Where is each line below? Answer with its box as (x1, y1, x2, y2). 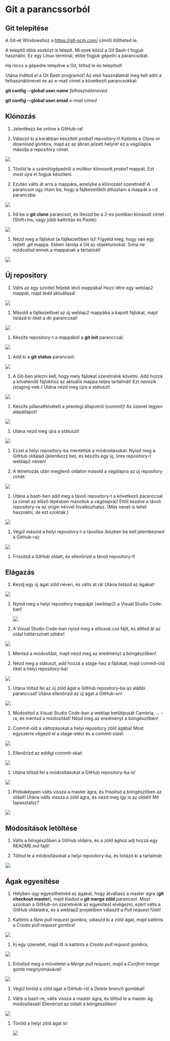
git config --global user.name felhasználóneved (5, 88, 108, 94)
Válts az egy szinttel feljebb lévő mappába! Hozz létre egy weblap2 (12, 284, 153, 291)
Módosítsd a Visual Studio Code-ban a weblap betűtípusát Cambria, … (12, 710, 160, 716)
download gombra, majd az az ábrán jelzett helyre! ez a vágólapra (12, 141, 151, 147)
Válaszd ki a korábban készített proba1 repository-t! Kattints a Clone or (12, 135, 160, 141)
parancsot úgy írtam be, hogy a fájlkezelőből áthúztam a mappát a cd (12, 186, 158, 192)
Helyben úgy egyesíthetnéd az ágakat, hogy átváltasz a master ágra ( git (12, 890, 164, 897)
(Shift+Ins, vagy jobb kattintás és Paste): (12, 216, 97, 222)
